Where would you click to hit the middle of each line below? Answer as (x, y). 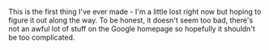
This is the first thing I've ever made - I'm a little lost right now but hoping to (135, 12)
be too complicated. (42, 37)
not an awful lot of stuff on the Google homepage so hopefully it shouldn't (132, 29)
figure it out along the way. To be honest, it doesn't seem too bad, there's (131, 20)
